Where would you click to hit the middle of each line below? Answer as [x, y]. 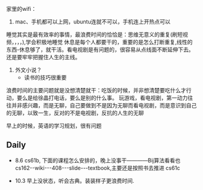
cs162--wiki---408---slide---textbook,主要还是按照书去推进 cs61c [97, 168]
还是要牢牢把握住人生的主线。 [43, 57]
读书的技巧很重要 [45, 78]
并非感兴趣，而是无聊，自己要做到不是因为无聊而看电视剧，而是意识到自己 [104, 105]
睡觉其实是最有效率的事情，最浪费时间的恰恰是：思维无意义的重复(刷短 [95, 34]
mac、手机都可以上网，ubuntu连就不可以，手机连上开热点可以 [93, 22]
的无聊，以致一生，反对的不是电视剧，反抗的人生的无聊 [75, 113]
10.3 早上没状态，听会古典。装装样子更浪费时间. [75, 180]
